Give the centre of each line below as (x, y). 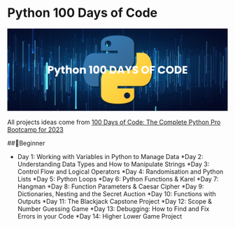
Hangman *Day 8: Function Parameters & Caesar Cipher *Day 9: (111, 186)
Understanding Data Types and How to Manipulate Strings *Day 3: (113, 164)
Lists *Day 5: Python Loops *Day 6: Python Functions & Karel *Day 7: (118, 179)
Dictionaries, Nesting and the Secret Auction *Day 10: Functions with (117, 194)
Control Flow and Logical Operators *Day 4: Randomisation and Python (120, 172)
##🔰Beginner (26, 143)
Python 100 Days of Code (83, 13)
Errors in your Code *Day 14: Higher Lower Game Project (100, 216)
